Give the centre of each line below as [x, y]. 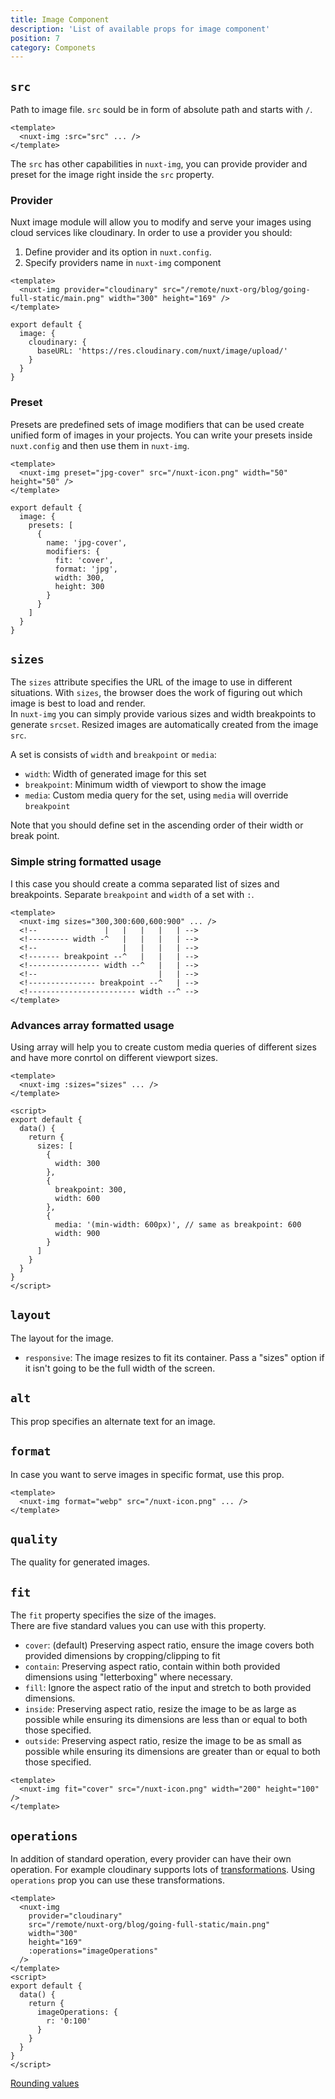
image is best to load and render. [78, 703]
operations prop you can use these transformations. [117, 1880]
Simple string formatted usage [86, 862]
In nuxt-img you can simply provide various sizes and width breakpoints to [163, 714]
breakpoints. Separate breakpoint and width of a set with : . [132, 894]
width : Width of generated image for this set [115, 774]
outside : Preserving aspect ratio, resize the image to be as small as [163, 1741]
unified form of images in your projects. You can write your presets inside [161, 435]
